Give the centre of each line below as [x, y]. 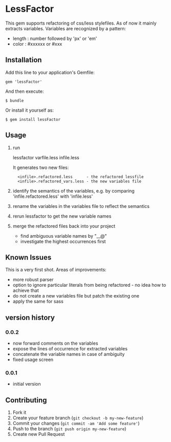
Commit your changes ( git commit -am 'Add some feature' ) [76, 424]
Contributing [26, 400]
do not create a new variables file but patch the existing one [76, 296]
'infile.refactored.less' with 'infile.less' [53, 196]
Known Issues [28, 257]
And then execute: [25, 91]
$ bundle [15, 100]
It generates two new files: [41, 167]
